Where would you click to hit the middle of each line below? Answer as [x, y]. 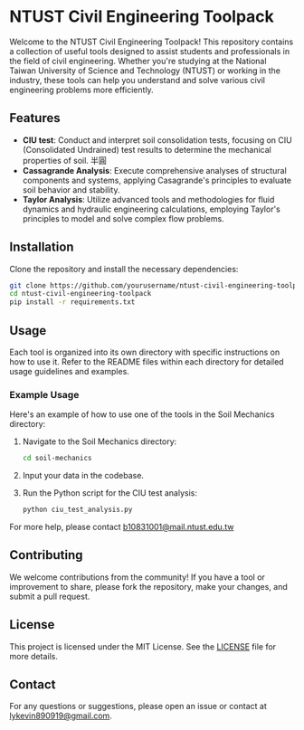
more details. [34, 656]
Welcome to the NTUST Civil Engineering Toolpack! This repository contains [152, 42]
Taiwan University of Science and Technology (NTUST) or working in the [145, 71]
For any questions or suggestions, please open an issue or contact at [138, 706]
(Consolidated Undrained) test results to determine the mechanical [147, 149]
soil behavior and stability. [71, 190]
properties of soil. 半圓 [64, 160]
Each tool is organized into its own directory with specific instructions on [145, 352]
